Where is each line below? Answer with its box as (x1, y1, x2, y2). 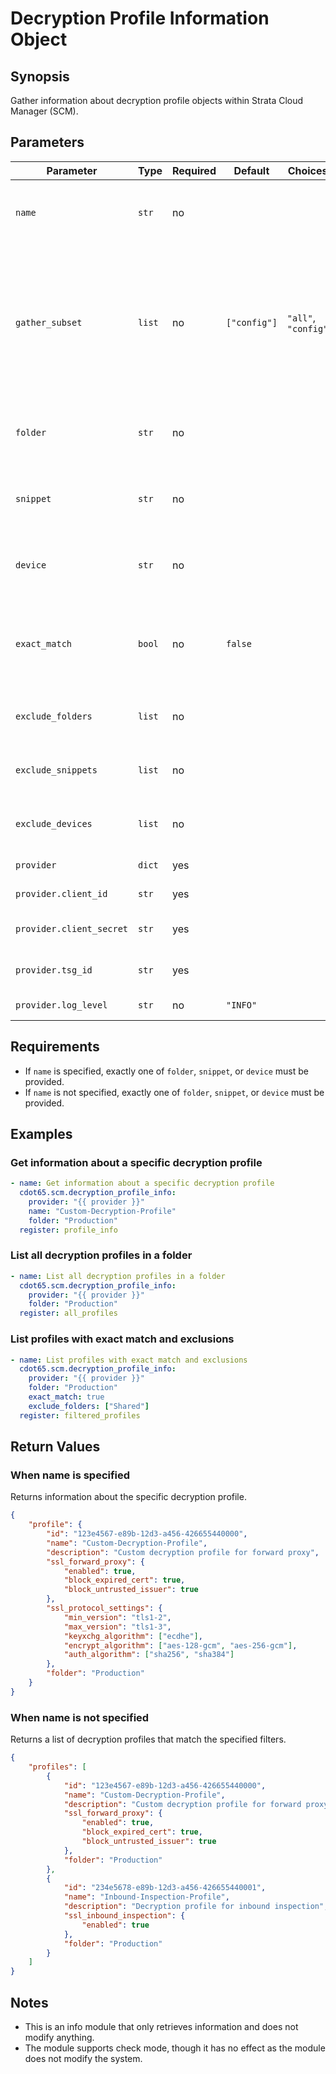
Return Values (10, 1438, 101, 1456)
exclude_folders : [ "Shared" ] (28, 1401, 150, 1411)
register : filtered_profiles (19, 1410, 141, 1421)
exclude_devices (15, 818, 93, 829)
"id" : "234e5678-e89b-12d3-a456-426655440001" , (63, 1883, 267, 1893)
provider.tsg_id (15, 964, 93, 976)
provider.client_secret (15, 923, 129, 934)
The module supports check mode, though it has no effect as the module (24, 2042, 326, 2054)
